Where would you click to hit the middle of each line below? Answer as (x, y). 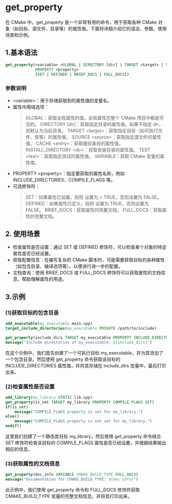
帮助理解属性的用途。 (44, 279)
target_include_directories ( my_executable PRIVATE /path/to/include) (81, 328)
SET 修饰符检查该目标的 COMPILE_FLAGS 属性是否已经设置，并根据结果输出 (86, 443)
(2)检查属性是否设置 (30, 386)
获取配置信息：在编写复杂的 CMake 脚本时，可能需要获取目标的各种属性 (89, 260)
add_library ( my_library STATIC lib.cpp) (49, 397)
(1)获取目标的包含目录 (32, 313)
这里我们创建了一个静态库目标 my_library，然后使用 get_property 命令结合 (83, 436)
